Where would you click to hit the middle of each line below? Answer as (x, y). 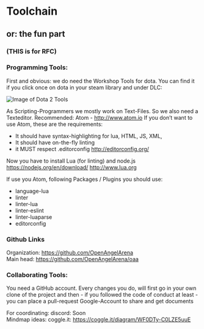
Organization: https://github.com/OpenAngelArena (70, 253)
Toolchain (32, 11)
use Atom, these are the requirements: (54, 124)
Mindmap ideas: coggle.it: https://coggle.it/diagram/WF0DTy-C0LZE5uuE (99, 320)
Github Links (25, 239)
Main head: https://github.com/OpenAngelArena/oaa (73, 259)
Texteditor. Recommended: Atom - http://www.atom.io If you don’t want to (100, 117)
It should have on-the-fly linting (55, 142)
